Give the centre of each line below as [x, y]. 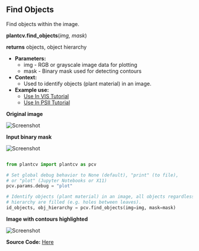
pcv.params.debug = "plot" [39, 186]
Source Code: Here [30, 242]
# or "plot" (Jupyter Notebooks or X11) [57, 181]
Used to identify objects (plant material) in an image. [88, 83]
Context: [26, 77]
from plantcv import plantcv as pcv [51, 164]
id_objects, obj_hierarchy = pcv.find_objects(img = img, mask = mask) [91, 208]
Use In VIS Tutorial [46, 96]
